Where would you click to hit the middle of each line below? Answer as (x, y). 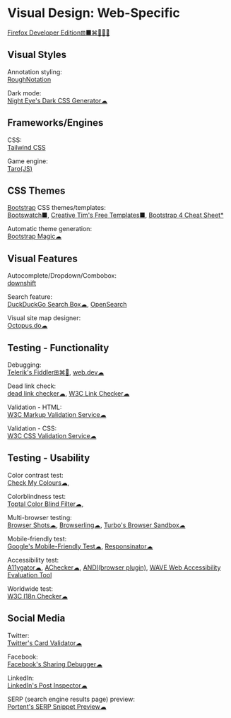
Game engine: (28, 161)
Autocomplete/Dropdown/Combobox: (62, 276)
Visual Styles (37, 55)
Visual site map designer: (44, 318)
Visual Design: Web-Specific (94, 13)
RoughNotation (29, 79)
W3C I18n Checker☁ (38, 596)
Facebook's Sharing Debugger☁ (55, 664)
